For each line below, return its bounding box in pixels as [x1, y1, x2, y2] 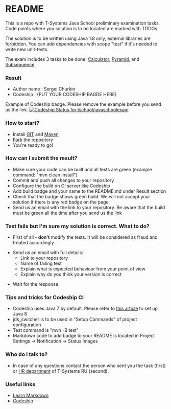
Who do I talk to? [5, 351, 48, 358]
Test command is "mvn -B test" [12, 327, 79, 333]
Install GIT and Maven [12, 131, 59, 137]
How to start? [5, 120, 40, 127]
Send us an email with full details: [12, 249, 83, 256]
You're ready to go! [12, 142, 54, 148]
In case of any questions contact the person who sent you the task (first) [12, 362, 166, 369]
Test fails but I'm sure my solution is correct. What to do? [5, 222, 150, 230]
